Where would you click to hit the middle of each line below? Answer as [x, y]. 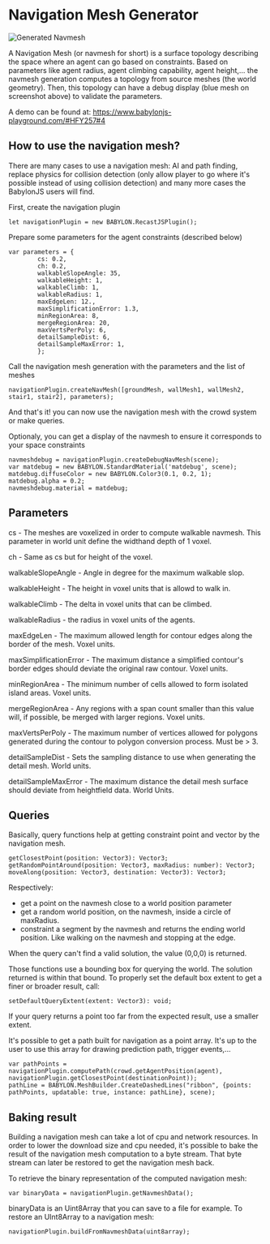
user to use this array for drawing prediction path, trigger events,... [120, 1049]
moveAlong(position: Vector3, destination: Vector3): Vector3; [118, 873]
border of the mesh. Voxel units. [62, 644]
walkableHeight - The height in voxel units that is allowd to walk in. [120, 588]
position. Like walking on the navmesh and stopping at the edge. [128, 937]
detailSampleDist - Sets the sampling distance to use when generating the [132, 757]
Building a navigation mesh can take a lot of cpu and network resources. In [133, 1137]
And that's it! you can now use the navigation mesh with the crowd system [133, 412]
